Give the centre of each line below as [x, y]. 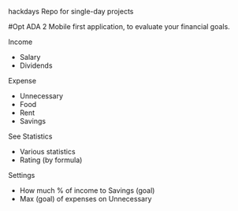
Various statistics [48, 152]
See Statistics [30, 136]
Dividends [36, 65]
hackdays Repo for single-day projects [71, 11]
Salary [30, 57]
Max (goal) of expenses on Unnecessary [86, 199]
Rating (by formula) [51, 160]
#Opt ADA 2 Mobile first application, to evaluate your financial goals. [119, 26]
